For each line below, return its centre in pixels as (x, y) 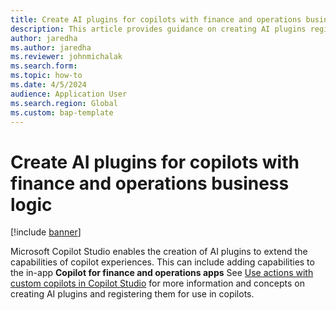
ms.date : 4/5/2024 (48, 85)
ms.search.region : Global (64, 103)
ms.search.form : (44, 66)
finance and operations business (150, 183)
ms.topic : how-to (46, 76)
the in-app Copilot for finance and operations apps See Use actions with (162, 273)
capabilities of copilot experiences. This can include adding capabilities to (162, 262)
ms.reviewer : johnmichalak (66, 57)
